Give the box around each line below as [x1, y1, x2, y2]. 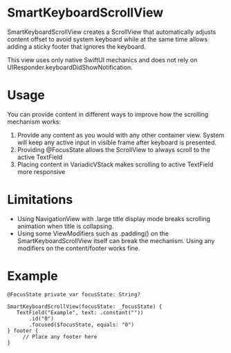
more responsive [17, 167, 66, 175]
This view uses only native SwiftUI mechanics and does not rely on [7, 55, 198, 64]
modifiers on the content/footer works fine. [17, 244, 140, 252]
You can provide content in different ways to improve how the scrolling [7, 110, 209, 118]
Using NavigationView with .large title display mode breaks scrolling [17, 214, 211, 222]
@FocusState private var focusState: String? [7, 291, 140, 298]
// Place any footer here [22, 333, 98, 340]
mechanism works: [7, 117, 62, 126]
